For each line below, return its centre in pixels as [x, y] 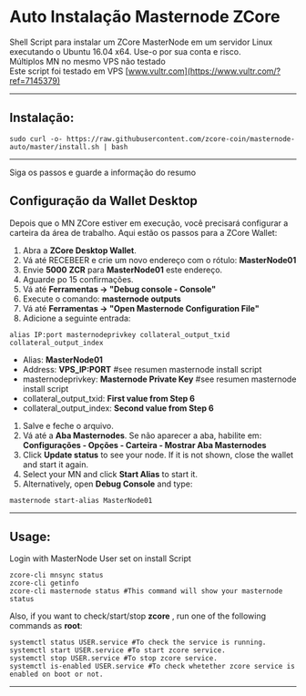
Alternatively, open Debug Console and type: [107, 484]
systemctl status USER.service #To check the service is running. [138, 643]
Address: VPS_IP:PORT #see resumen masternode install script [142, 369]
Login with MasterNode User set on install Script [100, 558]
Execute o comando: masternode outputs [102, 299]
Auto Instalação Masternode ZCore [145, 17]
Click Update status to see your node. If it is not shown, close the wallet [158, 455]
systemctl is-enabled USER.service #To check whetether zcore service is [153, 667]
